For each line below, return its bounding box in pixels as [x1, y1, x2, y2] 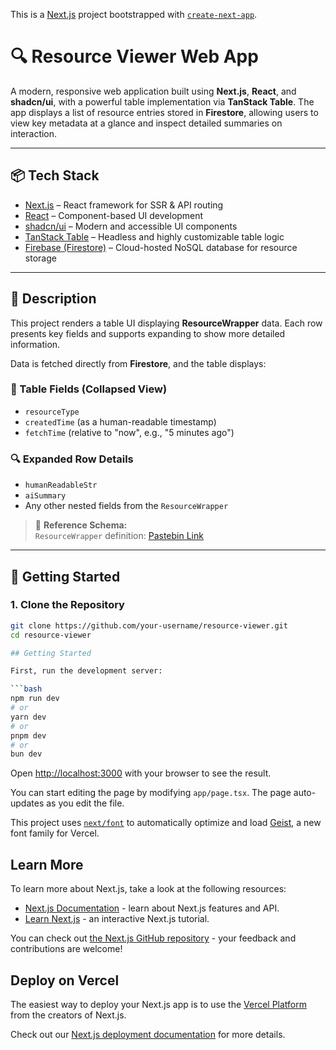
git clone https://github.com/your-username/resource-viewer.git [10, 620, 288, 631]
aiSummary [24, 491, 67, 501]
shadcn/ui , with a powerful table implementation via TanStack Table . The [10, 95, 315, 108]
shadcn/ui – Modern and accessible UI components [24, 220, 238, 232]
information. [10, 338, 61, 350]
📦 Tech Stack [10, 167, 100, 184]
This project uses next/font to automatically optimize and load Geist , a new [10, 817, 322, 829]
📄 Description [10, 290, 97, 308]
